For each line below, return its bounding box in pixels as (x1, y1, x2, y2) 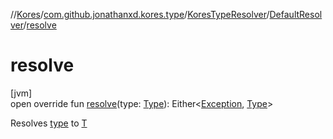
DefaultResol (269, 9, 323, 20)
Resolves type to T (10, 117, 88, 129)
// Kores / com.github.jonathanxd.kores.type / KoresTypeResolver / (10, 9, 270, 20)
